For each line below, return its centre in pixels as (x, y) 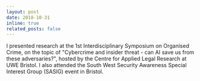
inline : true (23, 23)
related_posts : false (34, 29)
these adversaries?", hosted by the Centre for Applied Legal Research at (96, 59)
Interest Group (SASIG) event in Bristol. (55, 72)
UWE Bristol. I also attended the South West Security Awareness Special (96, 65)
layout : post (23, 12)
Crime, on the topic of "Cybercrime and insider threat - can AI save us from (100, 53)
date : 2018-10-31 (28, 18)
